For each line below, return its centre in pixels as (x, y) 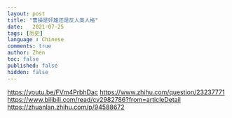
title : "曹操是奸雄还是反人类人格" (53, 20)
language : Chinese (36, 40)
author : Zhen (26, 53)
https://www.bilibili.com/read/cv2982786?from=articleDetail (94, 99)
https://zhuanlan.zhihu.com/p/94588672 (66, 107)
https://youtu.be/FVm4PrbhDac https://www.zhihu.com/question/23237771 (116, 92)
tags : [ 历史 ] (25, 33)
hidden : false (28, 72)
